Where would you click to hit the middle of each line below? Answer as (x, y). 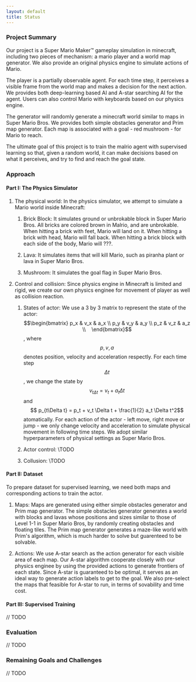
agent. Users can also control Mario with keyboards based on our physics (95, 99)
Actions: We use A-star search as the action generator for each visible (99, 553)
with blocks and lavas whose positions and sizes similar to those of (95, 517)
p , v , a (107, 347)
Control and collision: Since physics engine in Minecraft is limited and (98, 284)
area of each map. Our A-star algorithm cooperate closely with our (95, 560)
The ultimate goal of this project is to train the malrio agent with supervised (97, 146)
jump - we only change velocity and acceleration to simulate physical (106, 425)
